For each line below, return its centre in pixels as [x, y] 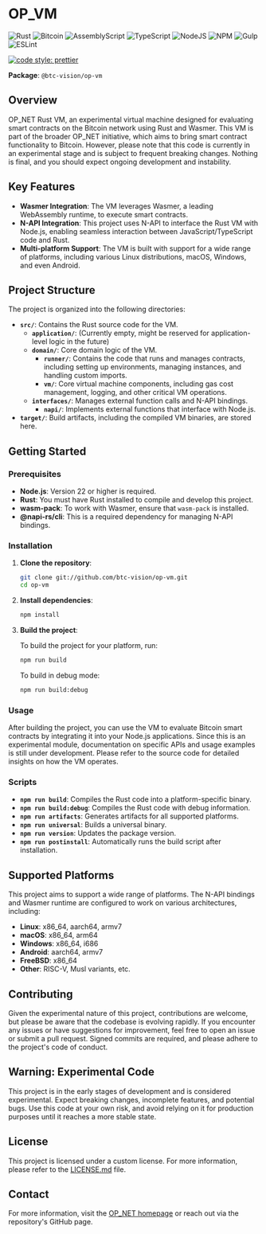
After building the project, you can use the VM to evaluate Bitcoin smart [125, 728]
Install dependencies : [56, 600]
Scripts [23, 782]
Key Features [42, 187]
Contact [29, 1194]
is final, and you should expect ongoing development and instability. [120, 162]
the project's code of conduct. [58, 1047]
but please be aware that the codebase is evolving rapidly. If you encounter [132, 1021]
